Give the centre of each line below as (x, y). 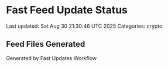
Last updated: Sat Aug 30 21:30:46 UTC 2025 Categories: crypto (84, 26)
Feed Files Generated (46, 44)
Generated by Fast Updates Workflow (52, 58)
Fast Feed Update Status (67, 10)
